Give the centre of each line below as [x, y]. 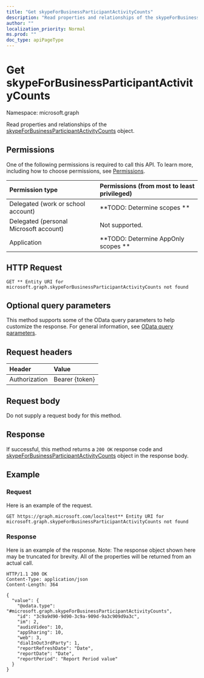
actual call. [20, 563]
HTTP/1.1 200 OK [27, 574]
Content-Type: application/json [47, 579]
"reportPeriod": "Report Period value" [68, 659]
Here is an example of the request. [49, 505]
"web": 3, [30, 637]
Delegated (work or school [47, 204]
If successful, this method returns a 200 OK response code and [84, 449]
